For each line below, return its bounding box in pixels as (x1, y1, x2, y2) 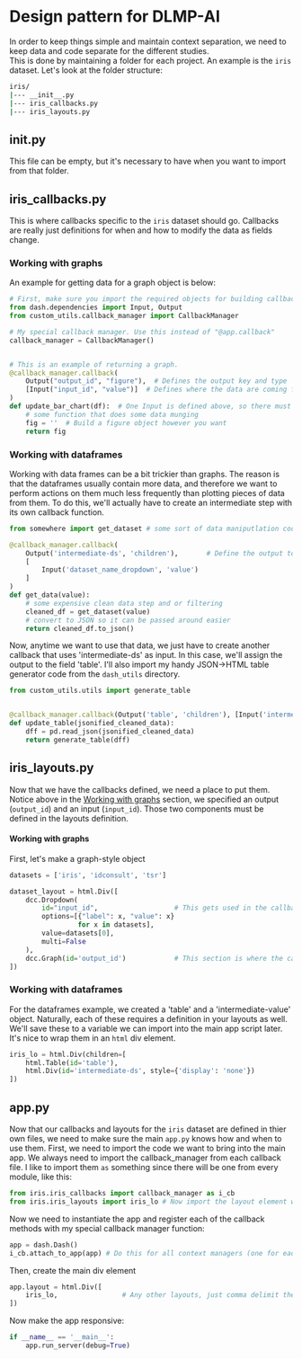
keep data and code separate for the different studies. (9, 45, 209, 56)
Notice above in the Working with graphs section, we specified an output (9, 794, 280, 804)
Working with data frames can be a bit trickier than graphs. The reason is (9, 468, 280, 479)
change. (9, 235, 40, 245)
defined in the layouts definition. (9, 813, 129, 823)
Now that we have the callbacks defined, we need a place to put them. (9, 784, 271, 795)
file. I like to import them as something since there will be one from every (9, 1162, 279, 1173)
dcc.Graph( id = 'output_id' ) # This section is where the (25, 954, 283, 963)
